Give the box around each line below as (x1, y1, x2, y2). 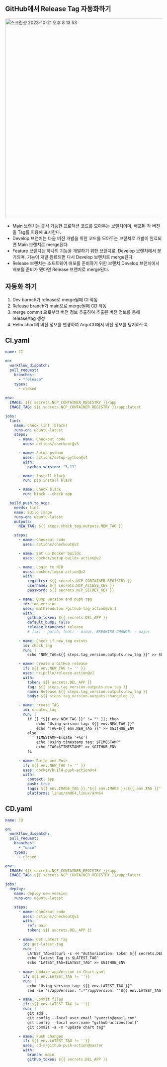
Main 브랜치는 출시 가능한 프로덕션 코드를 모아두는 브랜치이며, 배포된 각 (12, 223, 151, 229)
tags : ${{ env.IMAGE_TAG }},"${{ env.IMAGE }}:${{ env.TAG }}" (27, 786, 162, 791)
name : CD (5, 817, 23, 823)
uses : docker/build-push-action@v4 (23, 768, 97, 773)
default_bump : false (27, 620, 70, 625)
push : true (27, 782, 50, 787)
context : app (27, 777, 55, 782)
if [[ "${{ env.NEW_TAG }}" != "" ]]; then (27, 716, 119, 721)
